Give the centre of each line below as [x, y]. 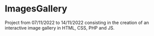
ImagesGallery [36, 9]
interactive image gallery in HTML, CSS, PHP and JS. [60, 27]
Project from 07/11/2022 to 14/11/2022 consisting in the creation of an [77, 22]
